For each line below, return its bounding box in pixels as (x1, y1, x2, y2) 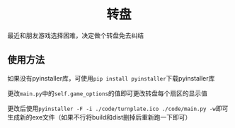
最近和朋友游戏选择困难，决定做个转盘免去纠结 (7, 31, 144, 40)
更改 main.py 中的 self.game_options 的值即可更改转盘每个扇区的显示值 (7, 89, 207, 98)
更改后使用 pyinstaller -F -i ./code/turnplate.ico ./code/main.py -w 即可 (7, 104, 229, 112)
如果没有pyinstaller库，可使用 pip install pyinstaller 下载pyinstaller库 (7, 74, 215, 82)
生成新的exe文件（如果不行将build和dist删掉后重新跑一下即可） (7, 112, 192, 121)
